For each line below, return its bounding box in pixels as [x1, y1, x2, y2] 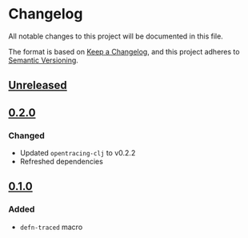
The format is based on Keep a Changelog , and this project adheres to [8, 46, 240, 56]
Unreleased [8, 79, 68, 92]
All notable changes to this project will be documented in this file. [8, 31, 224, 41]
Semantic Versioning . [8, 55, 78, 65]
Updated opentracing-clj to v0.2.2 [19, 148, 136, 158]
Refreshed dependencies [19, 157, 104, 167]
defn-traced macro [19, 222, 83, 232]
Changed [8, 130, 46, 141]
